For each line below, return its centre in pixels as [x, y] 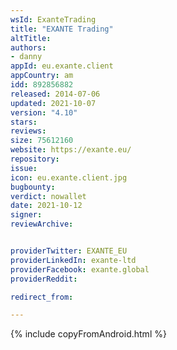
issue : [24, 168]
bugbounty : [33, 187]
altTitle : [31, 38]
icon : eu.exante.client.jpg [69, 177]
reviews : [28, 131]
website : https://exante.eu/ [71, 150]
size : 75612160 [42, 141]
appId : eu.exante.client [62, 66]
